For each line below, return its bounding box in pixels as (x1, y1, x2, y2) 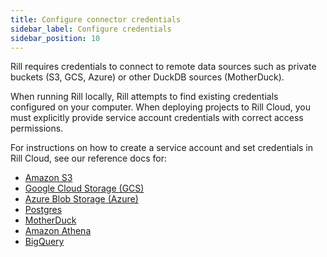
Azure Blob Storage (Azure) (24, 193, 139, 205)
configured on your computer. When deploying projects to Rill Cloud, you (10, 101, 312, 113)
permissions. (10, 122, 64, 135)
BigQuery (24, 236, 65, 248)
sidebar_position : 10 (10, 33, 101, 43)
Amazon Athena (24, 225, 92, 237)
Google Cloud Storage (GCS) (24, 182, 145, 195)
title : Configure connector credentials (10, 14, 182, 25)
